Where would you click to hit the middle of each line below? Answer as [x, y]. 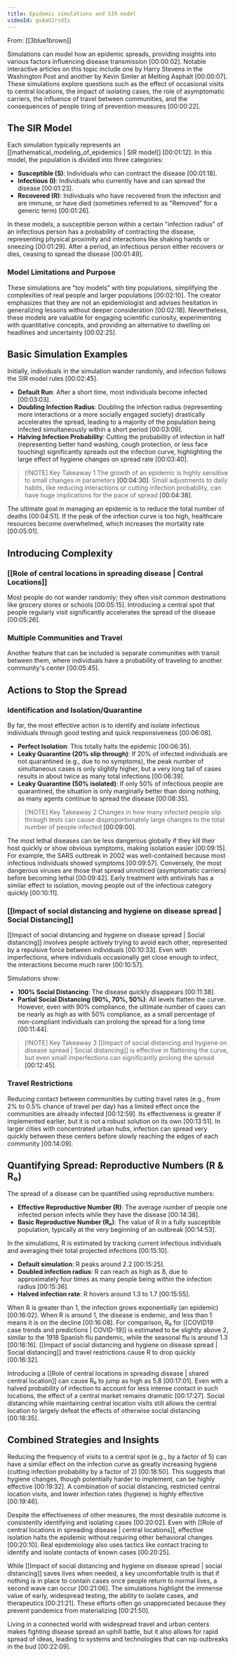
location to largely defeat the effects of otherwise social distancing [104, 1410]
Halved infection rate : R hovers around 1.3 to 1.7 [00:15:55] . [104, 1294]
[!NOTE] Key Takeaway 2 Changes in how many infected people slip [123, 812]
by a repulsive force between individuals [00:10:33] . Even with [97, 950]
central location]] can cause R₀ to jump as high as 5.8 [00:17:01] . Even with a [118, 1381]
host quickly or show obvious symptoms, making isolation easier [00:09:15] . [117, 848]
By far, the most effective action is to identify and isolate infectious [103, 725]
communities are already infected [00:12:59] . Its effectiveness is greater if [114, 1113]
